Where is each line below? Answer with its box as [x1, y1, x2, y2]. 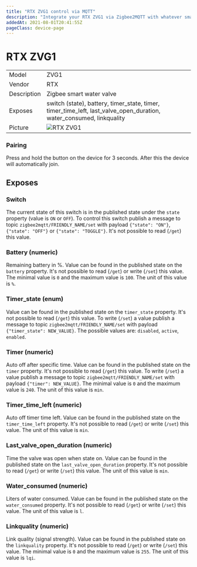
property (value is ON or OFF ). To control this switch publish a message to [6, 215, 181, 222]
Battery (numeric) [6, 248, 58, 256]
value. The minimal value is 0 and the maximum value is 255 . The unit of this [6, 548, 189, 555]
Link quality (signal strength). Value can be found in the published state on [6, 535, 186, 543]
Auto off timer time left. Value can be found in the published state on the [6, 414, 181, 421]
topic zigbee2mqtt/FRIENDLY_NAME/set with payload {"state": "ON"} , [6, 221, 171, 228]
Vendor [9, 80, 29, 89]
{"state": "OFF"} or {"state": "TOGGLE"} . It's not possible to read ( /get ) [6, 227, 182, 235]
